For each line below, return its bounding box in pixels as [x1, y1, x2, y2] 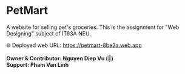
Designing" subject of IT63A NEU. [6, 29, 91, 37]
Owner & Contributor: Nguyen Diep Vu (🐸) [6, 55, 114, 62]
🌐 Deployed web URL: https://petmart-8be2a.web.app [6, 42, 142, 49]
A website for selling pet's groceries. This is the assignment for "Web [6, 23, 180, 31]
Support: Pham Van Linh [6, 61, 69, 68]
